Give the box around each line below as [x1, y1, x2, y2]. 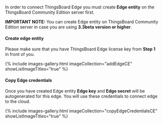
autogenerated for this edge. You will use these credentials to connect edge [5, 93, 158, 99]
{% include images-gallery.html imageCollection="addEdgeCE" [5, 61, 133, 67]
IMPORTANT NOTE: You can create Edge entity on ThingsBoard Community [5, 19, 159, 25]
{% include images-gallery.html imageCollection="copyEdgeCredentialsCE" [5, 108, 158, 114]
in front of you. [5, 51, 35, 57]
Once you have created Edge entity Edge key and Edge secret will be [5, 88, 145, 94]
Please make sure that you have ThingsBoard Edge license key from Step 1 [5, 46, 156, 52]
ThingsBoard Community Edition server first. [5, 9, 95, 15]
